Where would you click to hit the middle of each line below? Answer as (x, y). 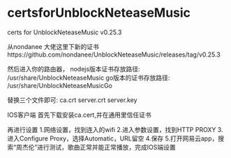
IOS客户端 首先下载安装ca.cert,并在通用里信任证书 (79, 115)
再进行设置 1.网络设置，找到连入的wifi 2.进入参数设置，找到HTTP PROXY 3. (115, 129)
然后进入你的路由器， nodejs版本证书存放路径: (74, 69)
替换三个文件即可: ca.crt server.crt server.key (72, 100)
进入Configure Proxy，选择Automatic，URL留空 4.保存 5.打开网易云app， (113, 138)
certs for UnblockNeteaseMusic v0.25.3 (65, 32)
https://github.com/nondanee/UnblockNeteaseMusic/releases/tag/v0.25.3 (114, 55)
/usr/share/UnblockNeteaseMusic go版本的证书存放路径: (89, 78)
